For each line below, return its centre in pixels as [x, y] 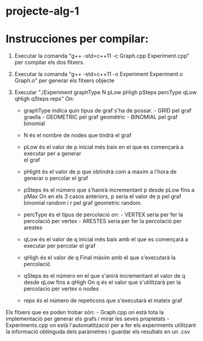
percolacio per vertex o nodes [61, 289]
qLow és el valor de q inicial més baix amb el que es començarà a [106, 239]
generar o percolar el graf [56, 178]
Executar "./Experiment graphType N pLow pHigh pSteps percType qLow [105, 92]
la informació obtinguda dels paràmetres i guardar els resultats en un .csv [98, 332]
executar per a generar [52, 154]
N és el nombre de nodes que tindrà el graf [77, 136]
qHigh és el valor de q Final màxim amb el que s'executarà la [99, 258]
